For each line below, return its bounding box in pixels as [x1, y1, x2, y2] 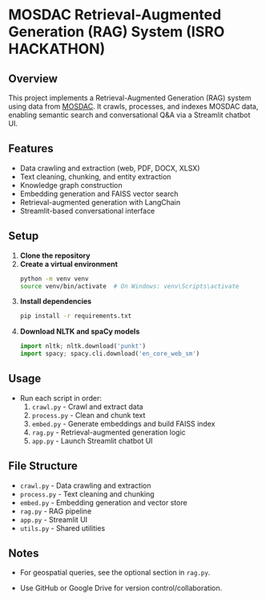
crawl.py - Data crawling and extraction [19, 480, 151, 490]
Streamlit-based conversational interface [19, 206, 155, 215]
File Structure [8, 460, 78, 473]
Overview [8, 72, 58, 85]
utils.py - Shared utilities [19, 523, 106, 533]
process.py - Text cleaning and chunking [19, 489, 155, 499]
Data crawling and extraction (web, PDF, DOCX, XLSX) [19, 163, 200, 173]
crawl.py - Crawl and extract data [31, 402, 143, 411]
